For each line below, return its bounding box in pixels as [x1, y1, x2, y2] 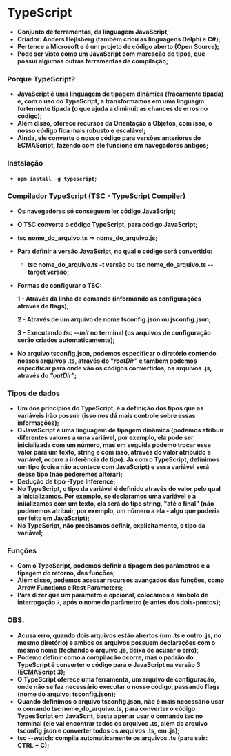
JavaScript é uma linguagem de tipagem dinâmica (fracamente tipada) [17, 90, 224, 98]
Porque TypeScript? [7, 74, 76, 83]
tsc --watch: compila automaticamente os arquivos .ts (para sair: [17, 733, 208, 742]
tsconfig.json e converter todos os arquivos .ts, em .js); [17, 726, 180, 735]
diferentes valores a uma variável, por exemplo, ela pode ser [17, 433, 194, 442]
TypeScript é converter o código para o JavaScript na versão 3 [17, 660, 201, 668]
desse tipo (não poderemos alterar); [17, 470, 123, 479]
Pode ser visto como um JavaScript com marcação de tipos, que [17, 50, 205, 58]
